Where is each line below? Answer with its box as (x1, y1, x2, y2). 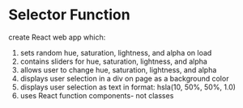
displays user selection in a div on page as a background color (19, 73, 229, 83)
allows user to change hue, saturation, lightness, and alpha (19, 64, 217, 74)
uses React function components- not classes (19, 90, 174, 100)
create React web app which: (8, 32, 106, 42)
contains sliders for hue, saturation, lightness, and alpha (19, 56, 208, 66)
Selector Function (8, 6, 131, 24)
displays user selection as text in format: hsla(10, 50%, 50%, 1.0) (19, 82, 237, 92)
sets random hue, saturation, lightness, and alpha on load (19, 48, 212, 57)
